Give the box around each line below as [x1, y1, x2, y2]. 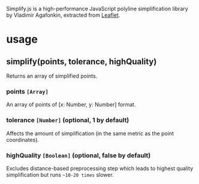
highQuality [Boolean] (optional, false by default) [6, 151, 151, 159]
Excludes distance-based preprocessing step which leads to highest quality [6, 165, 194, 172]
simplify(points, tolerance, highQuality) [6, 57, 157, 67]
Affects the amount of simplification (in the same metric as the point [6, 129, 174, 137]
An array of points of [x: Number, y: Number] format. [6, 101, 136, 108]
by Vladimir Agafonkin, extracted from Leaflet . [6, 11, 120, 19]
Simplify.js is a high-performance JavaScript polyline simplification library [6, 5, 189, 12]
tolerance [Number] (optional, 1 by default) [6, 116, 129, 124]
